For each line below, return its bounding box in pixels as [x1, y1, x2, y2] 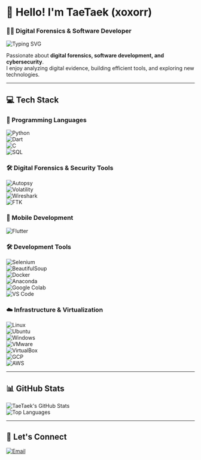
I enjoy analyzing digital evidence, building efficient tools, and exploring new [6, 65, 194, 72]
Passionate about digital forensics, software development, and [6, 52, 165, 59]
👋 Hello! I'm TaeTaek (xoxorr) [6, 5, 153, 19]
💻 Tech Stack [6, 95, 59, 105]
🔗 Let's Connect [6, 431, 67, 442]
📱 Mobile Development [6, 214, 74, 222]
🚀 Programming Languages [6, 116, 87, 124]
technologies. [6, 71, 40, 78]
